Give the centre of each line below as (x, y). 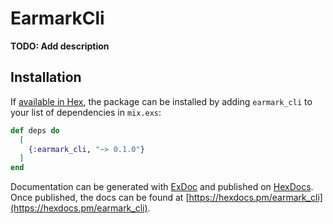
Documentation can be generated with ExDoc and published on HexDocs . (162, 187)
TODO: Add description (60, 46)
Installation (46, 77)
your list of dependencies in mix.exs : (86, 112)
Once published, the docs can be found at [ (100, 198)
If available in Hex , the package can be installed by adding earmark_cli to (161, 101)
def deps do (35, 130)
